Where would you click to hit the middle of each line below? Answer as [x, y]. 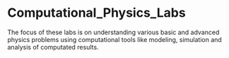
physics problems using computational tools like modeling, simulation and [115, 39]
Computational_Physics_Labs [96, 13]
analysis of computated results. [53, 47]
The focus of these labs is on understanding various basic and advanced [113, 32]
